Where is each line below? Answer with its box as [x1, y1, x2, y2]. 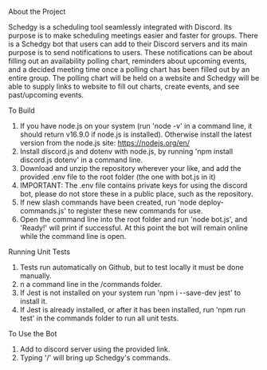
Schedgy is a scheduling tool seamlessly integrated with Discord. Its [8, 22, 233, 31]
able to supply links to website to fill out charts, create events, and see [8, 82, 240, 91]
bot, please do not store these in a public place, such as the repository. [19, 189, 253, 198]
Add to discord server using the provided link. [19, 344, 171, 354]
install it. [19, 296, 48, 306]
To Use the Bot [8, 329, 57, 338]
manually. [19, 271, 52, 280]
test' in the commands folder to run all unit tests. [19, 313, 179, 323]
